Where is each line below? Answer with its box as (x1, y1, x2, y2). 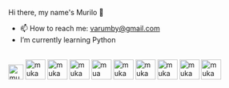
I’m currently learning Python (19, 35, 116, 44)
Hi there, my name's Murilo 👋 (8, 8, 104, 17)
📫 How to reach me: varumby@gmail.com (19, 24, 160, 33)
